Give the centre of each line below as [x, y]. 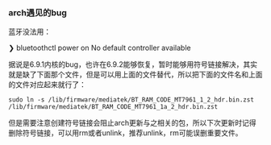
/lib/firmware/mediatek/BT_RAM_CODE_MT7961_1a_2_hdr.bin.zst [113, 107]
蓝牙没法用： [29, 32]
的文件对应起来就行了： [47, 85]
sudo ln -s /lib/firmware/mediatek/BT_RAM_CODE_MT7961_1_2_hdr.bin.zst [131, 100]
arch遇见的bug [38, 12]
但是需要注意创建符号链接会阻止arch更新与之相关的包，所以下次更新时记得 [132, 123]
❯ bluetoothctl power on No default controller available [100, 48]
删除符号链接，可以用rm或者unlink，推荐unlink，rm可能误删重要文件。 [126, 133]
